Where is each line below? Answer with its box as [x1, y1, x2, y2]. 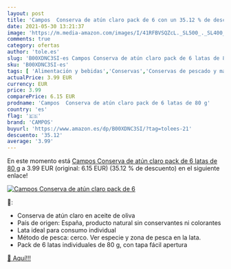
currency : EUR [7, 80, 48, 87]
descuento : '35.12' [7, 131, 63, 138]
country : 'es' [7, 106, 48, 113]
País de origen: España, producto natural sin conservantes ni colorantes [16, 219, 221, 227]
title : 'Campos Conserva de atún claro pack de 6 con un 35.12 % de [7, 17, 211, 23]
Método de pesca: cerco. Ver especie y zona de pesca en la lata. [16, 233, 201, 241]
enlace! [7, 171, 28, 180]
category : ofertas [7, 42, 60, 49]
